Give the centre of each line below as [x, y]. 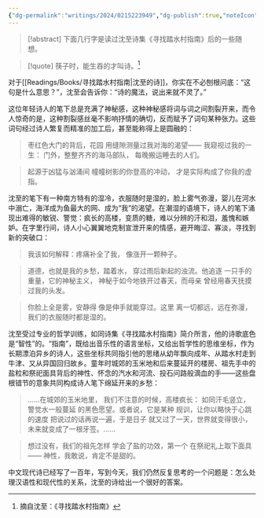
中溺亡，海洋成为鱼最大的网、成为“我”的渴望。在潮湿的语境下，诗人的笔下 [128, 208]
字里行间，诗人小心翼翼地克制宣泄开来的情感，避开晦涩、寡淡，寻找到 [142, 228]
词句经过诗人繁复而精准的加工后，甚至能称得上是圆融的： [101, 129]
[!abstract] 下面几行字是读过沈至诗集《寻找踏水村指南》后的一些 [131, 39]
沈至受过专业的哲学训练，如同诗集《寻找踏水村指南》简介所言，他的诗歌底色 [132, 334]
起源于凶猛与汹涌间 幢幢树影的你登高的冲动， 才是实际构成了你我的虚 [139, 172]
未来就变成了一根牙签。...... [71, 429]
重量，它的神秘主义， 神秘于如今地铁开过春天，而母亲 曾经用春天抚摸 [139, 281]
